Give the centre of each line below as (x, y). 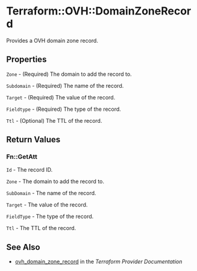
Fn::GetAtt (22, 157)
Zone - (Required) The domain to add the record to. (69, 74)
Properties (27, 59)
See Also (23, 247)
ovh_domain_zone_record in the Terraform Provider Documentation (98, 262)
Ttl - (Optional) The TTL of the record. (54, 120)
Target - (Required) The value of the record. (61, 97)
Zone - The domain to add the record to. (55, 181)
